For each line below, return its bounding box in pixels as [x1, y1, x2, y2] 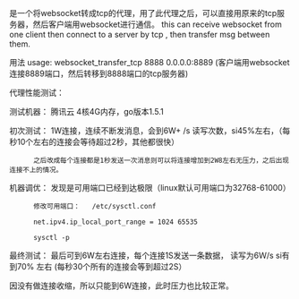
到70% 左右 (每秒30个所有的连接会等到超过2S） [9, 261, 187, 271]
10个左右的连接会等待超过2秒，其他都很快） [16, 137, 180, 147]
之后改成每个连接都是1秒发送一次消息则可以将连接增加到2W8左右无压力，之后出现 [32, 156, 289, 165]
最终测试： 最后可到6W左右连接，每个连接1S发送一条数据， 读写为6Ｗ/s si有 [9, 250, 290, 261]
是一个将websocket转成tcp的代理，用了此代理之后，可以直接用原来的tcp [9, 8, 278, 18]
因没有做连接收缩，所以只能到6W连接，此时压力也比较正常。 [9, 280, 235, 291]
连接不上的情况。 [9, 166, 64, 175]
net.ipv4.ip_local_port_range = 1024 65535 [32, 218, 199, 226]
